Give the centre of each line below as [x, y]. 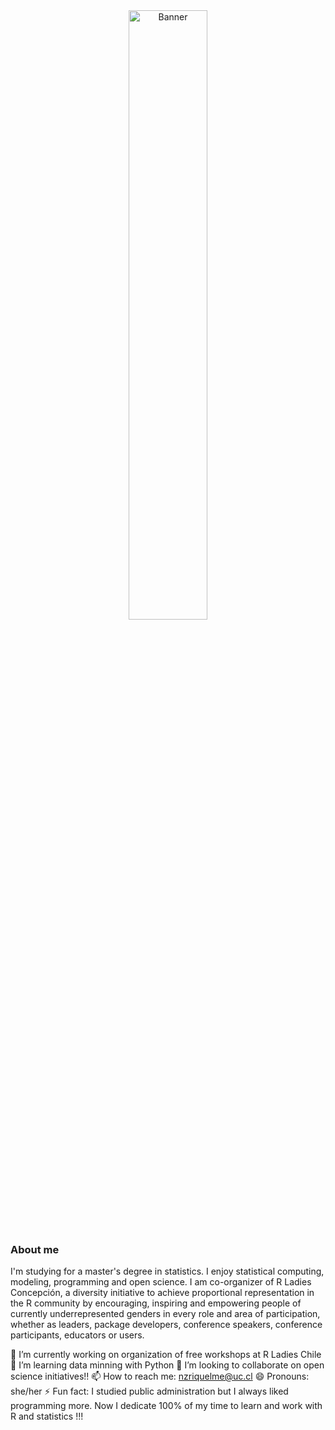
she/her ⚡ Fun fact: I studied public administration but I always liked [149, 1391]
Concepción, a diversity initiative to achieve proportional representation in [162, 1293]
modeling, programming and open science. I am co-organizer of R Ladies [161, 1282]
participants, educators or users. [77, 1335]
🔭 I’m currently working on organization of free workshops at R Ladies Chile [166, 1355]
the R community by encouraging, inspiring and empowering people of [156, 1303]
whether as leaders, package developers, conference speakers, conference [166, 1325]
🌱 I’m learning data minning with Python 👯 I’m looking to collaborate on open [167, 1365]
